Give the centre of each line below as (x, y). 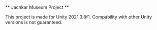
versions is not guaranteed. (34, 22)
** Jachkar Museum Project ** (37, 7)
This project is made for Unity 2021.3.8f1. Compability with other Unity (79, 17)
